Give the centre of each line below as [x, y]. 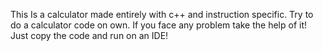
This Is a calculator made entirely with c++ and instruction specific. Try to [162, 14]
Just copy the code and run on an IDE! [89, 35]
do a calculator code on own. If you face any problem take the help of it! [159, 25]
